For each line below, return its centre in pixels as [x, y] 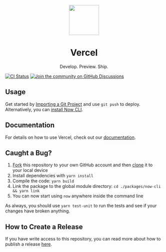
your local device [30, 170]
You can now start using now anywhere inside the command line [78, 196]
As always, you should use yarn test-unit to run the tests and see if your [81, 206]
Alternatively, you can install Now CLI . [44, 109]
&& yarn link [26, 191]
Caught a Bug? [28, 153]
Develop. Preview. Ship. [84, 66]
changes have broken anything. [37, 211]
